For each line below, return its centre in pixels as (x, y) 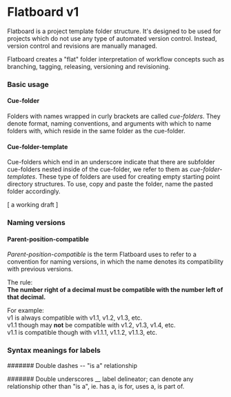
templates (21, 177)
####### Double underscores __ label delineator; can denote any (100, 379)
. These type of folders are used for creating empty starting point (128, 177)
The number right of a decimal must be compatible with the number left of (115, 290)
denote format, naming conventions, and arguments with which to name (109, 124)
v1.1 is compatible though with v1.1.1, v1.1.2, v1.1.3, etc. (82, 333)
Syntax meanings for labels (54, 351)
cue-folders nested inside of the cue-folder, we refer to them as (98, 169)
